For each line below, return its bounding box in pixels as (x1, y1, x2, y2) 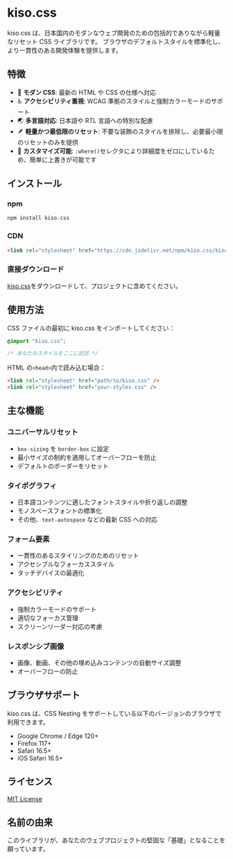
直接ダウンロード (7, 265, 64, 274)
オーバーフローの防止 (17, 667, 78, 675)
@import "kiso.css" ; (7, 337, 67, 344)
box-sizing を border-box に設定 (17, 444, 110, 453)
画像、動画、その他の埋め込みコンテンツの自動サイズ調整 (17, 658, 182, 667)
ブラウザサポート (7, 690, 80, 701)
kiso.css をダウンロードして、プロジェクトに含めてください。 (7, 281, 182, 290)
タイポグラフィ (7, 481, 58, 490)
